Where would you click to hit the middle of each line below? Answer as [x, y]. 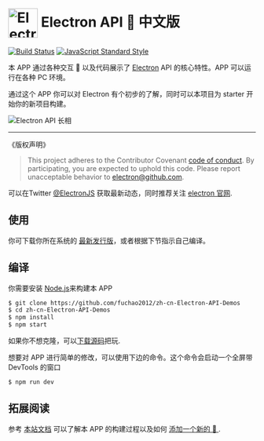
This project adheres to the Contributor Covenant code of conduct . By [141, 160]
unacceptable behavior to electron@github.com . [106, 177]
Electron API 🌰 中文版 [110, 22]
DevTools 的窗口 [35, 367]
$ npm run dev [31, 382]
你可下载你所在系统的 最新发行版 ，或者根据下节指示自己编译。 [109, 240]
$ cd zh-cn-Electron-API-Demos [59, 310]
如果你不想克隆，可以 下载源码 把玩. [64, 341]
